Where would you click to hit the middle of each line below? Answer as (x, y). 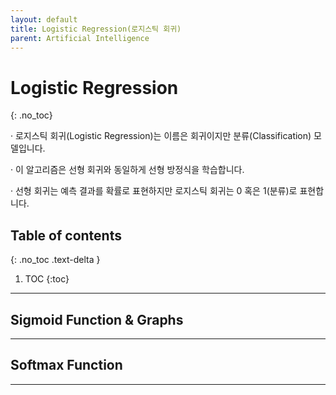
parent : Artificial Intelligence (80, 38)
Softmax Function (66, 365)
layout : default (44, 19)
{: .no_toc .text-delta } (55, 260)
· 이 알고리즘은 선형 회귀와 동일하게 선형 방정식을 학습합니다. (127, 170)
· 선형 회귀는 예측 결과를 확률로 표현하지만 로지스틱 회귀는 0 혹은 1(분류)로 (154, 191)
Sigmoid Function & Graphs (97, 319)
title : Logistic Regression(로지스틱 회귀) (96, 29)
